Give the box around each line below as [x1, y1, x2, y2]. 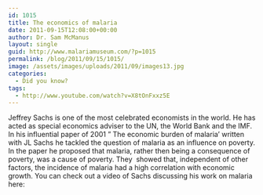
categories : [8, 70, 47, 78]
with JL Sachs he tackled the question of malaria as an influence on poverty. [8, 138, 255, 147]
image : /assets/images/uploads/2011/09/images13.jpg [8, 63, 184, 70]
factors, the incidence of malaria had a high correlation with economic [8, 163, 236, 172]
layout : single [8, 41, 58, 49]
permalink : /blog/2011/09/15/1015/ [8, 56, 125, 63]
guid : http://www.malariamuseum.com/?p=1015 [8, 48, 156, 56]
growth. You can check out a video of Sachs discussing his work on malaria [8, 172, 253, 181]
